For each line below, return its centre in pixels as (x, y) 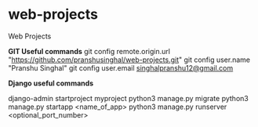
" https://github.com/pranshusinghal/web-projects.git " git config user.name (129, 60)
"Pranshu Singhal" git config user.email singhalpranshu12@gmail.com (121, 67)
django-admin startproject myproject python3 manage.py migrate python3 (128, 98)
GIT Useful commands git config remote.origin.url (89, 51)
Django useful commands (51, 83)
